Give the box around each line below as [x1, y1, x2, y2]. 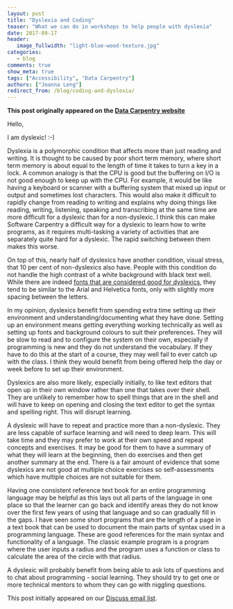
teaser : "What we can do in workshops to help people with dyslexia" [7, 23, 213, 30]
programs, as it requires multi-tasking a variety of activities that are [7, 228, 200, 236]
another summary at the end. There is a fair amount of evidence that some [7, 458, 220, 466]
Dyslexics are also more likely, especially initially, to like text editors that [7, 378, 212, 387]
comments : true [7, 62, 51, 69]
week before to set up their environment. [7, 365, 123, 373]
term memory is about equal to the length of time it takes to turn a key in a [7, 161, 218, 170]
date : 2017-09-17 [7, 29, 58, 37]
